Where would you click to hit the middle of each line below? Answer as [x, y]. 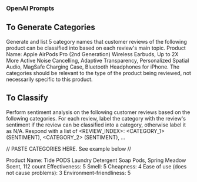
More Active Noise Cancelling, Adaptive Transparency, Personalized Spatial [98, 60]
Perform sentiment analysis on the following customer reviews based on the [98, 112]
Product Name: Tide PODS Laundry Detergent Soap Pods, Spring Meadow [96, 160]
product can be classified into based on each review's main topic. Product [96, 48]
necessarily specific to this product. [49, 79]
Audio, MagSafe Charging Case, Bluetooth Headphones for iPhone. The [93, 67]
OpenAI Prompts [30, 8]
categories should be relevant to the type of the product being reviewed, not [98, 73]
